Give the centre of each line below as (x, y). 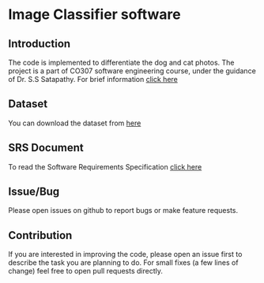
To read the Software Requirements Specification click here (105, 166)
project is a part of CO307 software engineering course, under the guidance (132, 71)
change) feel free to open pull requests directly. (86, 271)
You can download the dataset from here (75, 123)
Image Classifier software (94, 15)
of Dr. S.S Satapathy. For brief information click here (93, 79)
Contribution (40, 235)
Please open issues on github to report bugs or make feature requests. (123, 210)
